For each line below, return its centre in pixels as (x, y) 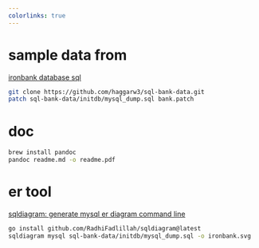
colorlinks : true (37, 16)
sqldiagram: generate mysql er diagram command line (97, 214)
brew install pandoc (43, 152)
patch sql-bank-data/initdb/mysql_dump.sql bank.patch (101, 99)
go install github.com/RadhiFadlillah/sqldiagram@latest (105, 228)
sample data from (68, 55)
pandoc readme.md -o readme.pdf (62, 160)
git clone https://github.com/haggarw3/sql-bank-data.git (106, 92)
